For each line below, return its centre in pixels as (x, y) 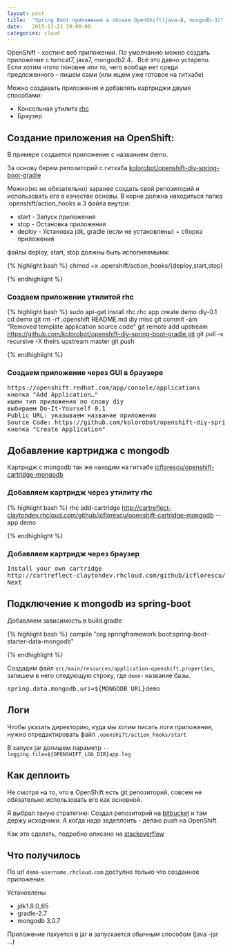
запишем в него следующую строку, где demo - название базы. (99, 675)
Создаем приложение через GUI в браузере (85, 373)
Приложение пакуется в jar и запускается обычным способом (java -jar (113, 934)
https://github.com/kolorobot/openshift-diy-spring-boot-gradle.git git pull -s (115, 334)
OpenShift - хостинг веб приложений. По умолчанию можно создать (109, 53)
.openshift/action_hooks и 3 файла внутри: (69, 203)
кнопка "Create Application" (56, 429)
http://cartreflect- (147, 507)
